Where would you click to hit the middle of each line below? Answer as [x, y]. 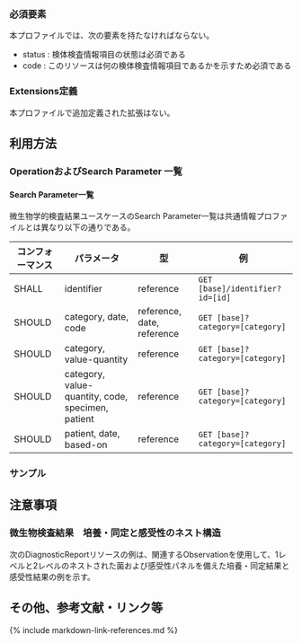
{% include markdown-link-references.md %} [93, 630]
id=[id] [214, 298]
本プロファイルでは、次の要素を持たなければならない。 [111, 35]
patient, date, [92, 434]
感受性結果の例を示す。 [53, 577]
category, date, [96, 317]
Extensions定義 [44, 92]
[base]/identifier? [240, 289]
